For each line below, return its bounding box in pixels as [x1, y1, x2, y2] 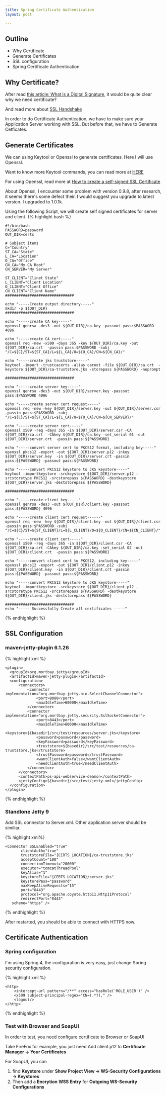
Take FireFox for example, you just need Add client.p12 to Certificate [5, 1043, 146, 1049]
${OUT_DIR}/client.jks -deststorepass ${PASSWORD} [5, 593, 112, 598]
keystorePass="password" [20, 879, 72, 884]
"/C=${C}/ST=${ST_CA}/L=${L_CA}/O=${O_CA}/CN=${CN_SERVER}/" [5, 415, 134, 420]
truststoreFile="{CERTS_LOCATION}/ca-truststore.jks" [20, 852, 134, 858]
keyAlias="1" [20, 870, 48, 875]
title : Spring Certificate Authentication [5, 7, 94, 12]
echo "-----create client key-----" [5, 497, 81, 502]
